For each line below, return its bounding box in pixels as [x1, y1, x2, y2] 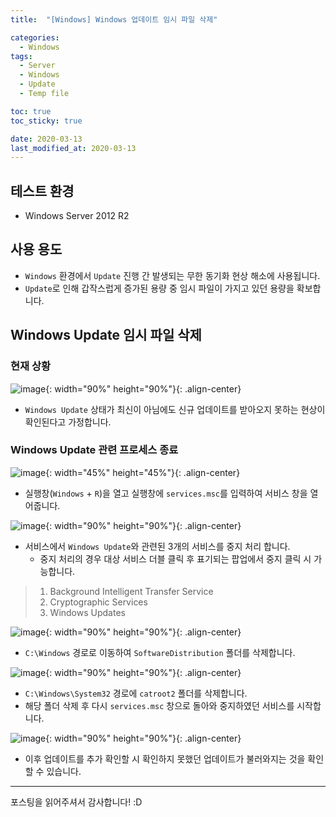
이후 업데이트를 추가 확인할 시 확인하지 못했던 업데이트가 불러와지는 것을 [24, 752, 306, 765]
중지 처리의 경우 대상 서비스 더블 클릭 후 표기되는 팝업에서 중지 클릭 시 [39, 552, 312, 565]
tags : [10, 51, 33, 61]
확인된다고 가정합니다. [24, 416, 112, 428]
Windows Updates [49, 606, 126, 618]
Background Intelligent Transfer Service [49, 585, 214, 597]
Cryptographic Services [49, 596, 148, 608]
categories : [10, 32, 60, 43]
